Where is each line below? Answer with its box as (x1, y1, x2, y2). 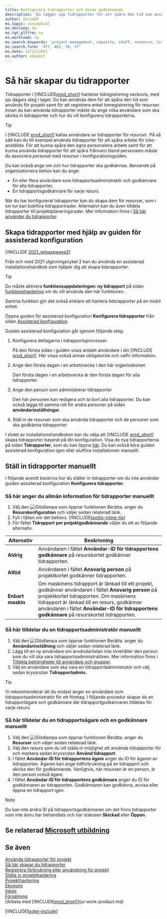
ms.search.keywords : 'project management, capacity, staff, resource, (5, 40, 155, 45)
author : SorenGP (5, 16, 39, 21)
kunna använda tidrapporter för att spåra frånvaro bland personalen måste (5, 148, 158, 154)
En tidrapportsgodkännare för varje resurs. (12, 188, 100, 194)
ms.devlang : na (5, 26, 37, 31)
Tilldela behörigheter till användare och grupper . (12, 659, 111, 665)
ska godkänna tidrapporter (12, 422, 67, 428)
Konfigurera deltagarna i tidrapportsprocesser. (12, 338, 108, 344)
